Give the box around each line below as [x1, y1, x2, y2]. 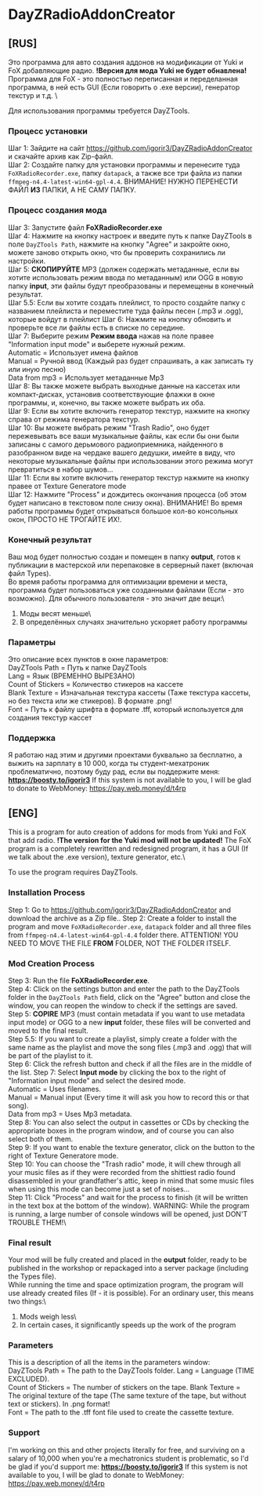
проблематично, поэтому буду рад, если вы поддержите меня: [8, 767, 221, 776]
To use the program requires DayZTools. [8, 867, 139, 877]
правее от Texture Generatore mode [8, 481, 127, 491]
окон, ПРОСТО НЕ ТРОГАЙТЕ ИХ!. [8, 514, 122, 524]
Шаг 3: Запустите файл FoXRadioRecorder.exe [8, 222, 163, 232]
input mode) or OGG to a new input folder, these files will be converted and [8, 1017, 251, 1027]
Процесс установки [8, 126, 88, 137]
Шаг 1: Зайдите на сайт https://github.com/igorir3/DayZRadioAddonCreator [8, 144, 253, 153]
